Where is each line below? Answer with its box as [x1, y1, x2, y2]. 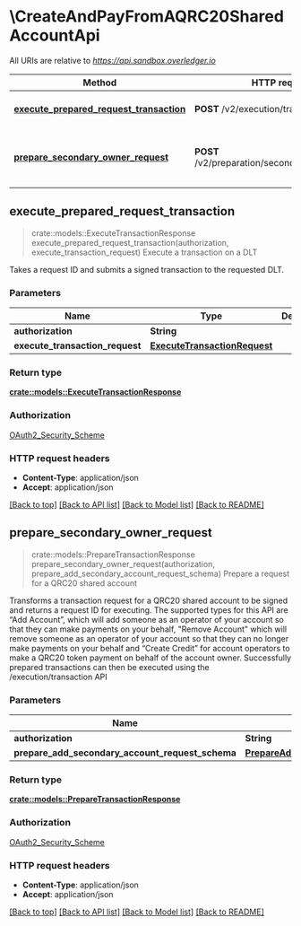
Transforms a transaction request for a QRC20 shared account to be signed [9, 595, 288, 606]
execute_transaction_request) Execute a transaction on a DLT [30, 247, 258, 258]
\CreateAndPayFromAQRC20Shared [9, 6, 285, 27]
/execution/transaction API [9, 671, 107, 682]
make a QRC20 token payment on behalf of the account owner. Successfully [9, 652, 292, 663]
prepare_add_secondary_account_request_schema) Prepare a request [30, 568, 290, 579]
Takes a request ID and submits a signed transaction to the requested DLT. [9, 264, 285, 275]
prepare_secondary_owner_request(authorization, [30, 558, 215, 569]
